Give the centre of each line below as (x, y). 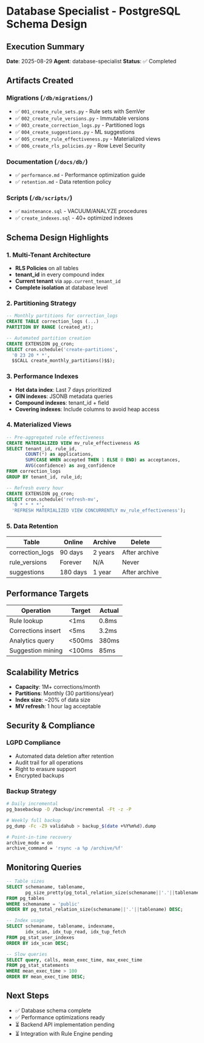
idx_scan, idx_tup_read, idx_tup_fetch (76, 932)
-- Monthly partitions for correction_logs (62, 316)
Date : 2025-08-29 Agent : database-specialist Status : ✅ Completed (91, 61)
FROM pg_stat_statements (38, 966)
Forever (71, 562)
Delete (141, 542)
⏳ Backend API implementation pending (65, 1024)
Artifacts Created (40, 81)
